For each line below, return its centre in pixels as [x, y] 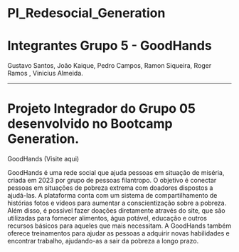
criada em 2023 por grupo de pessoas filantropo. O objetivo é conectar [112, 181]
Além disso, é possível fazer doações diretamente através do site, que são [116, 211]
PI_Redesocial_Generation [86, 13]
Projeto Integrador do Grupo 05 [101, 109]
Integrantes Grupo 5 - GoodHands [110, 46]
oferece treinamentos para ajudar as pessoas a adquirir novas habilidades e [118, 233]
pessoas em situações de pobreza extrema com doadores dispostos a [110, 188]
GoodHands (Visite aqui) [43, 159]
